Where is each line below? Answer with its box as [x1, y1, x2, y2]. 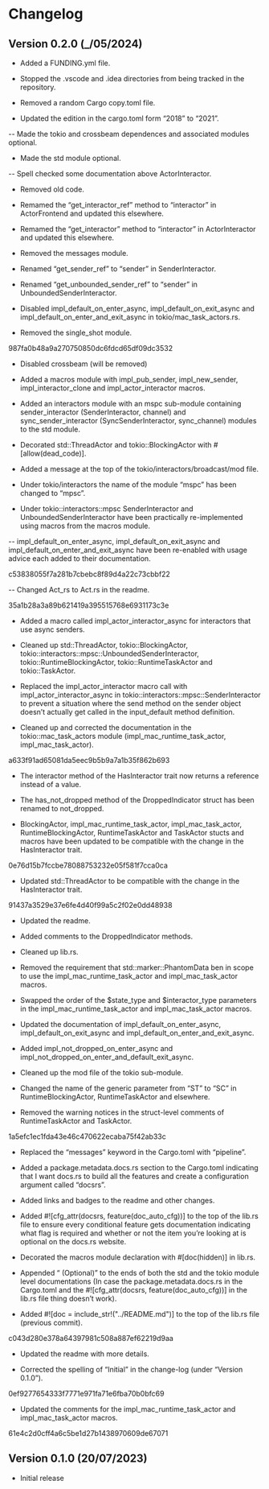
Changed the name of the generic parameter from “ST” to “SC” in [19, 1083, 237, 1093]
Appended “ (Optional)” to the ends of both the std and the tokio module [19, 1268, 259, 1277]
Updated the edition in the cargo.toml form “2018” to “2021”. [19, 113, 219, 123]
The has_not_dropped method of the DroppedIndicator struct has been [19, 795, 255, 805]
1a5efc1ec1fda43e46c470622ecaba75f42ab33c [8, 1132, 166, 1141]
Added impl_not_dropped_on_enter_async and [19, 1044, 173, 1053]
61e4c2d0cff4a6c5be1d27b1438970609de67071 [8, 1429, 169, 1437]
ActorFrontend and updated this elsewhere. [19, 208, 165, 218]
